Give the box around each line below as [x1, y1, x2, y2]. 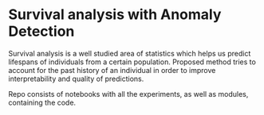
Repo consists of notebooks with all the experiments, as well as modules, [8, 89, 249, 98]
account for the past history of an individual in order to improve [8, 65, 216, 75]
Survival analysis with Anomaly [8, 6, 222, 24]
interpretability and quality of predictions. [8, 74, 144, 83]
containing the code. [8, 98, 77, 107]
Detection [8, 22, 75, 40]
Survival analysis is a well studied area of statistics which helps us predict [8, 48, 251, 58]
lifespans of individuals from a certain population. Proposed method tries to [8, 57, 257, 67]
